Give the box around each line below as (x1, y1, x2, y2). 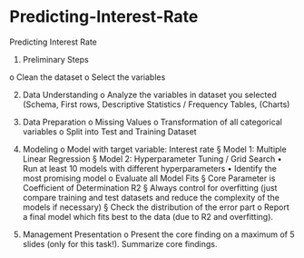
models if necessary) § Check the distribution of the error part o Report (22, 202, 290, 213)
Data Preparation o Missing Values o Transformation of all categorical (22, 116, 283, 127)
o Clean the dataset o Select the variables (9, 71, 166, 83)
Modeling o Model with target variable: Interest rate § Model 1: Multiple (22, 144, 288, 154)
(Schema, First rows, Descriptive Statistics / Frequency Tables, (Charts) (22, 98, 290, 110)
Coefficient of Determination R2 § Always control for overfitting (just (22, 182, 278, 193)
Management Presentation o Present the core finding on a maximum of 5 (22, 229, 295, 240)
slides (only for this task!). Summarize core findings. (22, 238, 218, 249)
